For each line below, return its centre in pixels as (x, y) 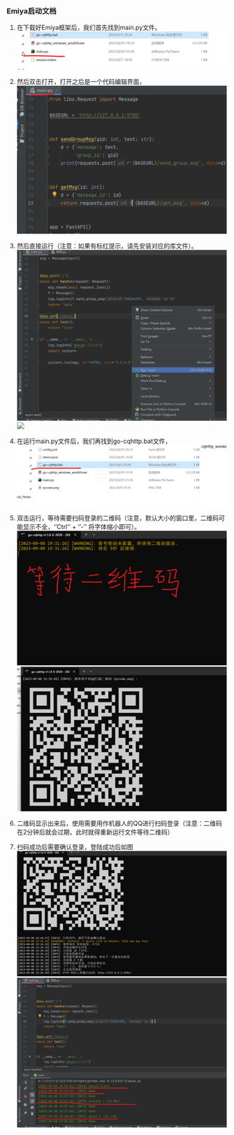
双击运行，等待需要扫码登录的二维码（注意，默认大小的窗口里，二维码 (118, 518)
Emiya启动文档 (31, 10)
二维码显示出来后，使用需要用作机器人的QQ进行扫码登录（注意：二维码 (119, 823)
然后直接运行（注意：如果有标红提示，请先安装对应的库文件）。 (107, 245)
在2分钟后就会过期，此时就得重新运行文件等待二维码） (95, 832)
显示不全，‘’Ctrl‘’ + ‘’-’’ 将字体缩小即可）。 (82, 526)
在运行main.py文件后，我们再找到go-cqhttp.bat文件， (94, 441)
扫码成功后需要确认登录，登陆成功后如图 (75, 846)
